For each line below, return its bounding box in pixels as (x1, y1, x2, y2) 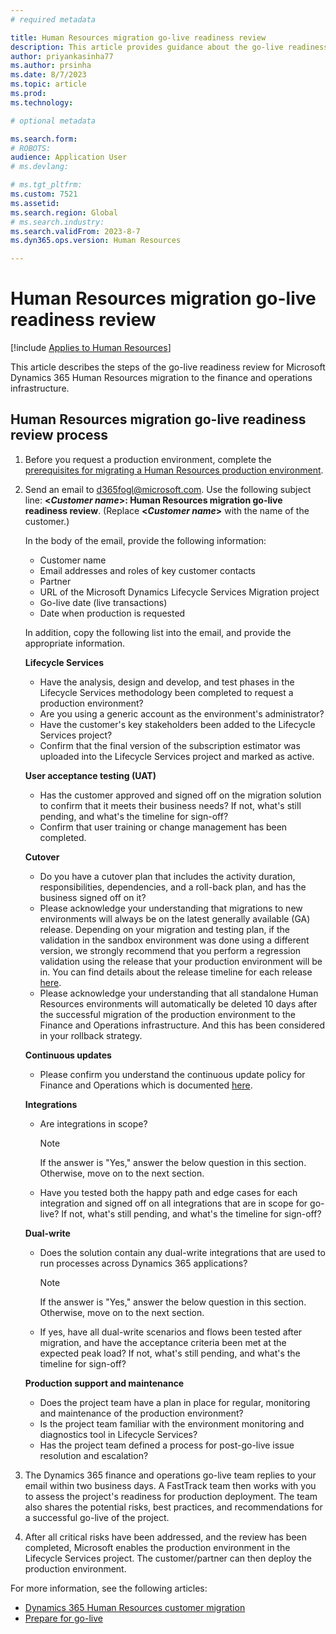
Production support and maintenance (24, 1377, 185, 1389)
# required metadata (10, 14, 97, 25)
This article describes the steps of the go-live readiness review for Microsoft (10, 361, 326, 373)
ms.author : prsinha (10, 61, 92, 71)
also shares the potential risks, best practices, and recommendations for (24, 1501, 323, 1513)
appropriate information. (24, 637, 126, 649)
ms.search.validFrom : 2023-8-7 (10, 226, 141, 236)
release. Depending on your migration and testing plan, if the (39, 923, 290, 935)
